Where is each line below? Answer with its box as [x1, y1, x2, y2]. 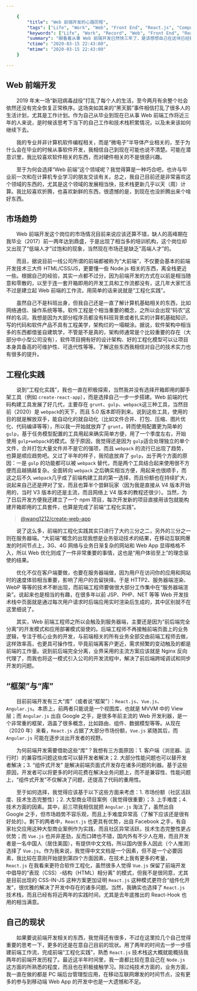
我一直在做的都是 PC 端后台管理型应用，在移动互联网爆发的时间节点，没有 [6, 970, 186, 978]
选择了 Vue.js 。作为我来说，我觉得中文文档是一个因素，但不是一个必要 [6, 847, 178, 854]
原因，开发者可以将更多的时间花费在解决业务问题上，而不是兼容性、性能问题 [6, 769, 191, 776]
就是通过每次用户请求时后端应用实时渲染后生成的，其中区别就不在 [31, 599, 191, 606]
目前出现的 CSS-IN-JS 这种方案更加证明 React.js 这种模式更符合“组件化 [11, 877, 185, 883]
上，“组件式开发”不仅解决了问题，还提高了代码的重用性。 [6, 776, 145, 783]
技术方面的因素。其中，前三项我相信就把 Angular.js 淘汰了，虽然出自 [6, 803, 174, 810]
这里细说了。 [6, 606, 37, 613]
